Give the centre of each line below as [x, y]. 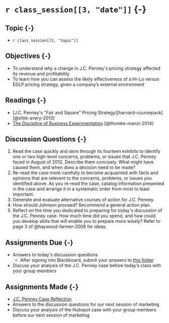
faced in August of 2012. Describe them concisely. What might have [83, 162]
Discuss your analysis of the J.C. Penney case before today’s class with [87, 266]
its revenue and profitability [41, 73]
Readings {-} [26, 100]
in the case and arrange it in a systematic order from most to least [81, 189]
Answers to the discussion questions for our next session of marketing [86, 304]
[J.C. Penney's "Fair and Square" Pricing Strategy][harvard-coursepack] [88, 112]
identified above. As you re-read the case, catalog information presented [88, 184]
